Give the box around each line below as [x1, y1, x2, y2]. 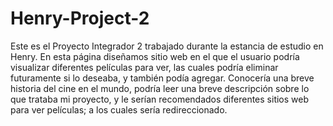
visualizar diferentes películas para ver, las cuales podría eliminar [10, 61, 279, 73]
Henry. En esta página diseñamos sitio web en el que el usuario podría [10, 50, 300, 62]
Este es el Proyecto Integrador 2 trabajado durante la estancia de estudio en [10, 40, 324, 52]
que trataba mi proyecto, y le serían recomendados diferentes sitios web [10, 93, 310, 105]
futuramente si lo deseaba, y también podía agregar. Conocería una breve [10, 72, 315, 84]
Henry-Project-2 [10, 7, 150, 30]
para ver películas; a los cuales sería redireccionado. [10, 103, 228, 116]
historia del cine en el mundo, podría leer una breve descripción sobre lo [10, 82, 310, 94]
